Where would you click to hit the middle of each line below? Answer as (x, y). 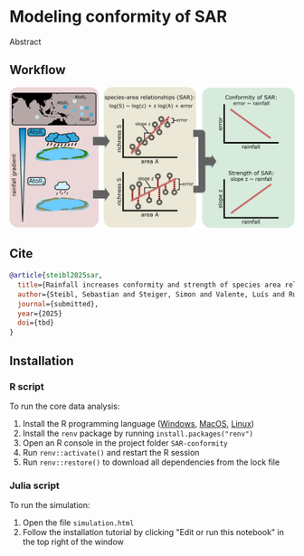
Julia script (35, 485)
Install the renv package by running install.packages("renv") (138, 433)
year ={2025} (40, 314)
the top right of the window (73, 542)
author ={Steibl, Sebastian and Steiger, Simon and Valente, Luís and (151, 294)
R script (27, 386)
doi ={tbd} (36, 323)
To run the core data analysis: (65, 406)
